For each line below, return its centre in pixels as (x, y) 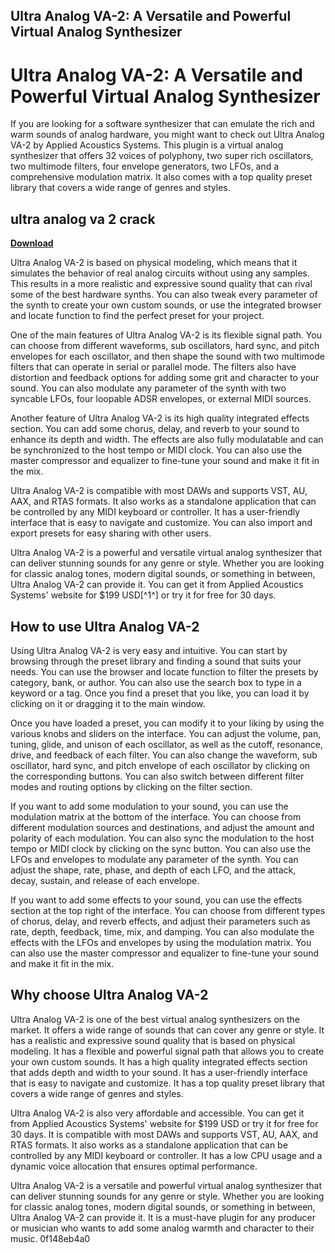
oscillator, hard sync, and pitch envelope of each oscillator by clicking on (160, 765)
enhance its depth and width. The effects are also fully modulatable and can (167, 440)
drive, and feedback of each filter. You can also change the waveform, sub (164, 755)
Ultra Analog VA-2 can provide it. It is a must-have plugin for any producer (163, 1217)
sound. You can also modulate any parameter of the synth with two (148, 388)
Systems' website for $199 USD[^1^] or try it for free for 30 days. (143, 595)
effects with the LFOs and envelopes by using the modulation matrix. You (161, 942)
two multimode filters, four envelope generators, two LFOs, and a (145, 166)
